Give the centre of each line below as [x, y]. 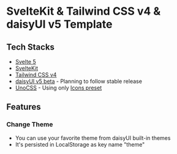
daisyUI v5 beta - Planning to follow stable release [79, 81]
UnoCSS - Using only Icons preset [58, 88]
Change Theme [30, 125]
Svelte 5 [25, 62]
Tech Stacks [31, 47]
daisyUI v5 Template [59, 24]
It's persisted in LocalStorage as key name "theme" [80, 144]
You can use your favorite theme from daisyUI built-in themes [93, 138]
